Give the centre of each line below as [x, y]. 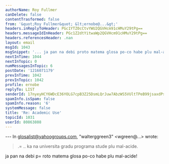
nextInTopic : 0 [21, 61]
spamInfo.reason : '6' [28, 104]
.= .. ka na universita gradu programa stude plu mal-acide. [78, 146]
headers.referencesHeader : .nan [39, 38]
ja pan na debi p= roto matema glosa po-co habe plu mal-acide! [71, 156]
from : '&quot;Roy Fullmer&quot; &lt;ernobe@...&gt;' [62, 24]
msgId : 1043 [18, 47]
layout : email [20, 43]
